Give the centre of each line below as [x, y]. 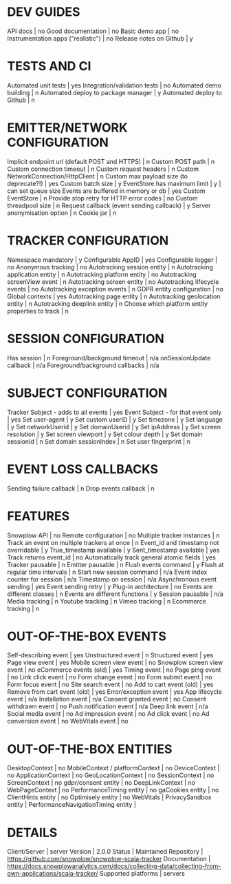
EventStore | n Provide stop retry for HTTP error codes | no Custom [102, 198]
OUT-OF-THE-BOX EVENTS [87, 636]
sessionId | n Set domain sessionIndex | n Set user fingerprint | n [99, 441]
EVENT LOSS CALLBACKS [83, 469]
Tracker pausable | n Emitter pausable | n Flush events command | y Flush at [115, 564]
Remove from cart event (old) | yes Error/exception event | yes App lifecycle [114, 692]
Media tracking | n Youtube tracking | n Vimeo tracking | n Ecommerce [107, 601]
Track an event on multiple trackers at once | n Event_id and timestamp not [113, 542]
